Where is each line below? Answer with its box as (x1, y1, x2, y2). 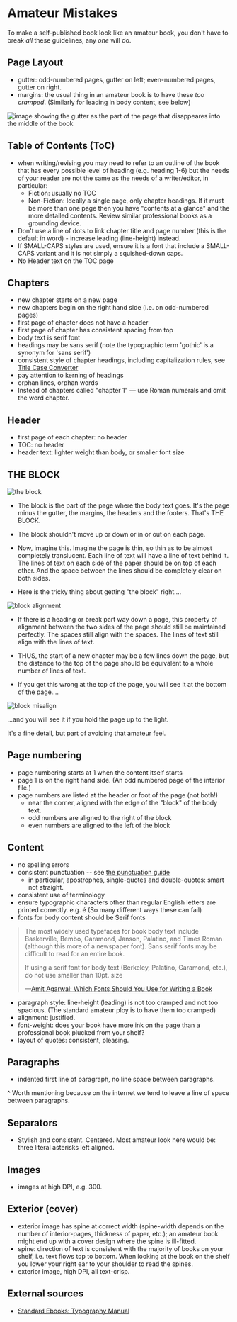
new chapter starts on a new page (17, 296, 118, 304)
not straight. (28, 883, 64, 891)
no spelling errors (17, 860, 69, 869)
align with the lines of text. (17, 638, 95, 646)
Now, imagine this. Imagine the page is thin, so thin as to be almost (17, 544, 212, 552)
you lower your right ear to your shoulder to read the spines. (17, 1260, 193, 1268)
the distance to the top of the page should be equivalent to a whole (17, 659, 214, 667)
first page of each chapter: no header (17, 433, 127, 442)
